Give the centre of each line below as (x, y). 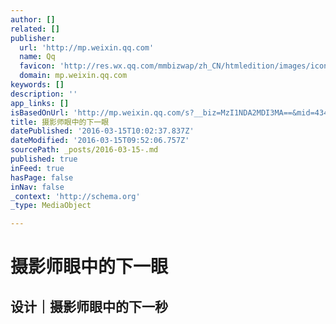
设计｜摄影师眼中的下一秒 (89, 306)
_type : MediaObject (51, 206)
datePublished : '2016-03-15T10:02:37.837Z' (102, 131)
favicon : (37, 66)
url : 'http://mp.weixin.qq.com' (87, 47)
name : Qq (37, 57)
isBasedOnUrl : (40, 112)
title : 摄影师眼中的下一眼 (60, 122)
